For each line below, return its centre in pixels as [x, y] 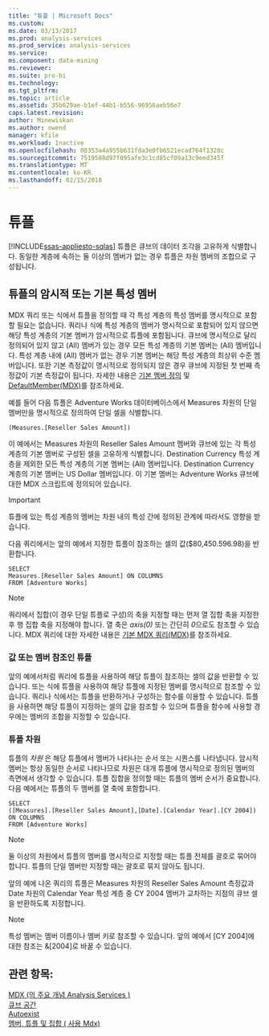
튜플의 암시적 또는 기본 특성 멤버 [83, 294]
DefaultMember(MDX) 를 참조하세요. [66, 385]
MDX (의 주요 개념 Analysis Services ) [69, 995]
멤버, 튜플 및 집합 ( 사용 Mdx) [54, 1024]
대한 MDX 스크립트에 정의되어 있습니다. [70, 484]
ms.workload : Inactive [46, 143]
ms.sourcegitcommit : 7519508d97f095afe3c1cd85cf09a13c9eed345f [116, 158]
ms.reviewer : [30, 68]
